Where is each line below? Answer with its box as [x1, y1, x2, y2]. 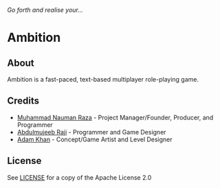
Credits [7, 95, 40, 107]
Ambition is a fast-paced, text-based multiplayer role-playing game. [7, 75, 199, 83]
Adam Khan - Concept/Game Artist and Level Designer [16, 135, 173, 143]
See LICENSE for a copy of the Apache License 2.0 [7, 173, 152, 181]
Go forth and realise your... [7, 6, 84, 14]
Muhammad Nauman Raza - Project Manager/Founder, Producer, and [16, 113, 214, 121]
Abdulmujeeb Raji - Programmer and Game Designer [16, 128, 166, 136]
